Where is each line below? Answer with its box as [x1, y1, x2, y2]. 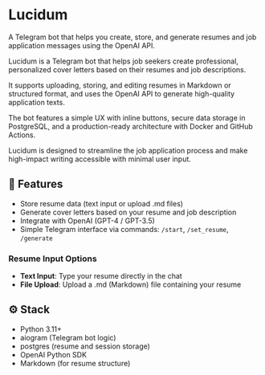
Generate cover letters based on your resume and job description [19, 207, 237, 217]
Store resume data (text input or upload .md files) [19, 198, 183, 208]
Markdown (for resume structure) [19, 358, 131, 368]
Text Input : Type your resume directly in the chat [19, 271, 182, 281]
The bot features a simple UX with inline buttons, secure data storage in [8, 112, 246, 122]
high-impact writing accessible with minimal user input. [8, 154, 191, 164]
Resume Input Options [8, 253, 98, 264]
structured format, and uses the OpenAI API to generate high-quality [8, 88, 235, 98]
